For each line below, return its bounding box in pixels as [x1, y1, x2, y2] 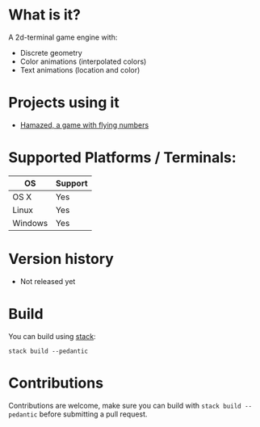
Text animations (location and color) [19, 65, 140, 74]
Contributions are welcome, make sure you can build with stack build [8, 400, 241, 410]
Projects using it [8, 94, 120, 112]
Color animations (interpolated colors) [19, 57, 147, 66]
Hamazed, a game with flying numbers [19, 119, 149, 130]
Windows [12, 217, 48, 228]
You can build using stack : [8, 331, 96, 341]
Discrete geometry [19, 48, 82, 57]
